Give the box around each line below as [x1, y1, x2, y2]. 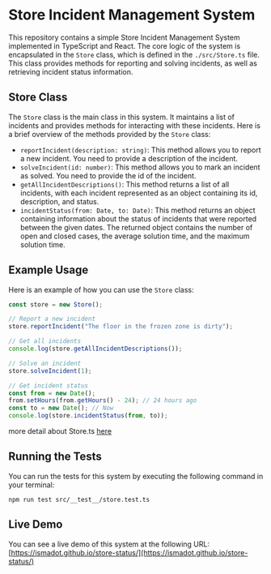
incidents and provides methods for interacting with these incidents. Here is [8, 120, 261, 131]
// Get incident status [8, 381, 89, 390]
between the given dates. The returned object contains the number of [19, 222, 253, 232]
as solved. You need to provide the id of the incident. [19, 170, 197, 180]
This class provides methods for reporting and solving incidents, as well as [8, 58, 257, 68]
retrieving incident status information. [8, 66, 133, 76]
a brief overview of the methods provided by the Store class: [8, 129, 211, 139]
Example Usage [8, 263, 89, 277]
